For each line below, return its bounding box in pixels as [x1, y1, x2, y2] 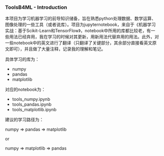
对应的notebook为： [5, 87, 46, 93]
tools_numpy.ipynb [12, 97, 50, 102]
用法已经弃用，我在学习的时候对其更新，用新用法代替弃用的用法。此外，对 [9, 34, 159, 40]
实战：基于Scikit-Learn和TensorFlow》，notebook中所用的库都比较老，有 [5, 28, 151, 34]
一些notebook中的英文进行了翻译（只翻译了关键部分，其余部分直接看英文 [5, 40, 153, 46]
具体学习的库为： [5, 57, 40, 62]
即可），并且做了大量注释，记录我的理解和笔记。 [9, 46, 106, 52]
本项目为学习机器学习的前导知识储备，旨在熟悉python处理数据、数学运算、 [5, 16, 156, 21]
